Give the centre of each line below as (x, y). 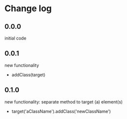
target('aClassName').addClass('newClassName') (61, 111)
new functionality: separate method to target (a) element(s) (64, 102)
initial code (16, 38)
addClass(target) (28, 75)
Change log (28, 9)
